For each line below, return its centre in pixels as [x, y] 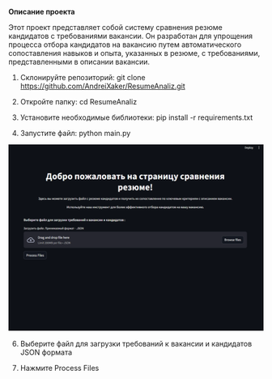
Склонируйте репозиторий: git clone [83, 77]
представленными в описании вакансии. [79, 62]
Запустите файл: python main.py [75, 133]
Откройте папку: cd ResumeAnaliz [79, 102]
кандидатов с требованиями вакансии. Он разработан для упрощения [131, 36]
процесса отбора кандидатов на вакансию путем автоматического [125, 45]
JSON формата [46, 352]
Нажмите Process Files [59, 368]
